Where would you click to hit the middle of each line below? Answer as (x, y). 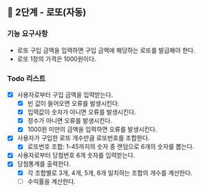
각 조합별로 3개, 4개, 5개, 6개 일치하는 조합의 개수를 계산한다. (110, 173)
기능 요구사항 (28, 34)
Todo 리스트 (27, 78)
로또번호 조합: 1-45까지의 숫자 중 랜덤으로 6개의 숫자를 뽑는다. (111, 146)
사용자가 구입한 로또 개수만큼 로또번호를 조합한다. (83, 138)
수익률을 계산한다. (51, 181)
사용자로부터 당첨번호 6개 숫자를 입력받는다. (76, 155)
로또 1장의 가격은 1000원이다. (56, 59)
